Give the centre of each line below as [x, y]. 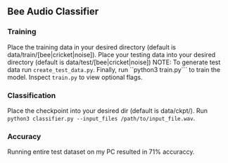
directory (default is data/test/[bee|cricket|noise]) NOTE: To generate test [114, 62]
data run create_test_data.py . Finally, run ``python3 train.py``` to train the [114, 69]
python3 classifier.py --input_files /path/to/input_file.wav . [101, 118]
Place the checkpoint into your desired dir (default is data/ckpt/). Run [107, 110]
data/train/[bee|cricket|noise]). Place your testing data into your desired [112, 54]
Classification [32, 95]
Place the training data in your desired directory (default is [91, 47]
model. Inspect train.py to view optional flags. [75, 77]
